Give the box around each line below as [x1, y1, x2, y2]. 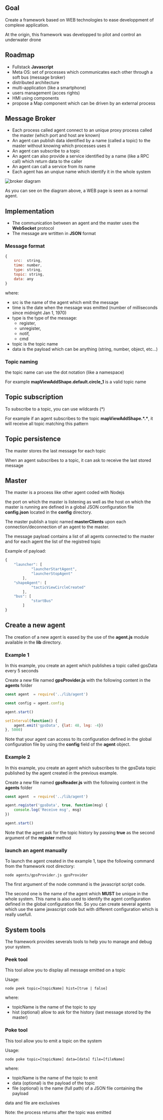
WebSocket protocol [12, 225, 54, 231]
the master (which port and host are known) [12, 132, 101, 138]
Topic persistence [5, 435, 61, 443]
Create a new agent [5, 621, 66, 629]
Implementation [5, 207, 54, 215]
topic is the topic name [12, 341, 58, 346]
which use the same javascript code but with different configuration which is [5, 906, 159, 912]
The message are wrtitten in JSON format [12, 231, 96, 237]
